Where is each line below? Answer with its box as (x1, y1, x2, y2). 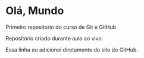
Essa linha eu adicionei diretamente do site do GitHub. (5, 46, 138, 53)
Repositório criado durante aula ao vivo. (5, 35, 104, 42)
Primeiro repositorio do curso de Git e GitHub (5, 23, 117, 30)
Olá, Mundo (5, 4, 64, 18)
